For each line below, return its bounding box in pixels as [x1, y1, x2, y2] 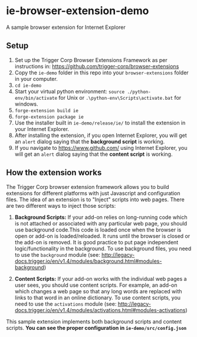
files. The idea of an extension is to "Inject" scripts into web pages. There [6, 196, 185, 203]
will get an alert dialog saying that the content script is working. [14, 150, 173, 158]
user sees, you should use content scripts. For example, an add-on [14, 282, 178, 289]
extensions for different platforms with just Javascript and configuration [6, 189, 180, 197]
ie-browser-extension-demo [6, 4, 149, 18]
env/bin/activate [14, 95, 58, 101]
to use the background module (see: [14, 251, 100, 258]
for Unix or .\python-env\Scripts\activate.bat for [58, 94, 182, 101]
